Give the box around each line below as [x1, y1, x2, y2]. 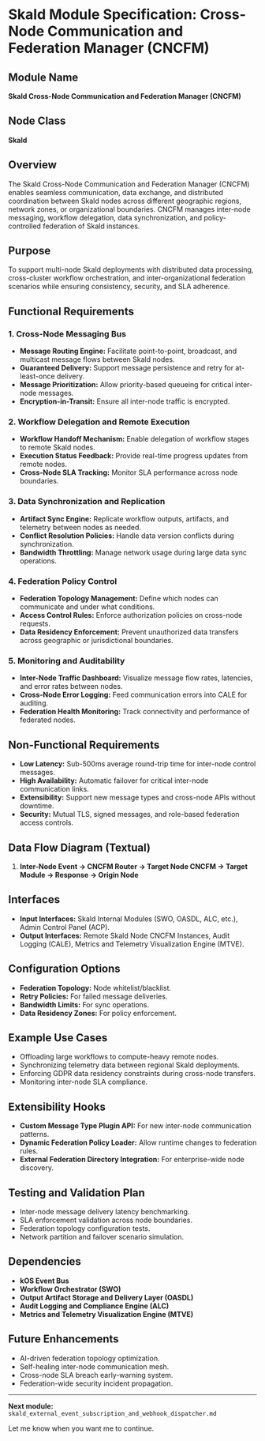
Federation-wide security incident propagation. [19, 1379, 174, 1388]
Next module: [8, 1401, 54, 1411]
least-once [19, 371, 55, 381]
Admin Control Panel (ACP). [19, 922, 110, 931]
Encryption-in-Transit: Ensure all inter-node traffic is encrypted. [19, 397, 230, 406]
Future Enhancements [8, 1333, 120, 1346]
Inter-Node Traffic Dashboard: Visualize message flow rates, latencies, [19, 673, 253, 683]
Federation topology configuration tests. [19, 1224, 151, 1233]
